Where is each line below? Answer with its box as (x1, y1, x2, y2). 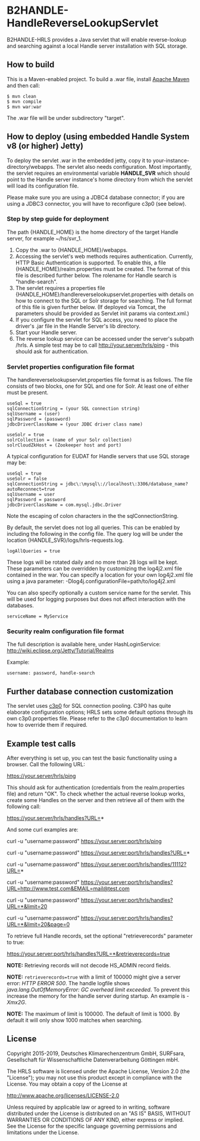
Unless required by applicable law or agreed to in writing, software (7, 1103, 170, 1111)
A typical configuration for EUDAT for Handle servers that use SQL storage (7, 453, 190, 460)
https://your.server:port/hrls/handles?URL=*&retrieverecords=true (7, 950, 170, 958)
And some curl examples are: (7, 826, 79, 833)
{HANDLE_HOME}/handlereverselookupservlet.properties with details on (15, 291, 194, 298)
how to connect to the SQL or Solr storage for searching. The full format (15, 297, 192, 304)
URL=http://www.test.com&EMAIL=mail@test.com (7, 885, 130, 892)
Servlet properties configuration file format (7, 362, 135, 371)
